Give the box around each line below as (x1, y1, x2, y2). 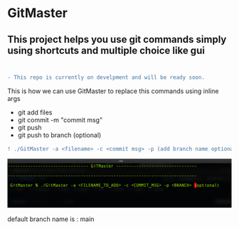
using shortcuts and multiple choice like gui (7, 44, 205, 56)
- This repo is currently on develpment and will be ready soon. (7, 73, 205, 81)
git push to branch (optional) (17, 130, 102, 139)
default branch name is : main (7, 215, 95, 223)
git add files (17, 108, 53, 117)
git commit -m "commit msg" (17, 115, 103, 124)
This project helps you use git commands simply (7, 33, 227, 46)
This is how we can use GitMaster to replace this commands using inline (7, 87, 219, 95)
